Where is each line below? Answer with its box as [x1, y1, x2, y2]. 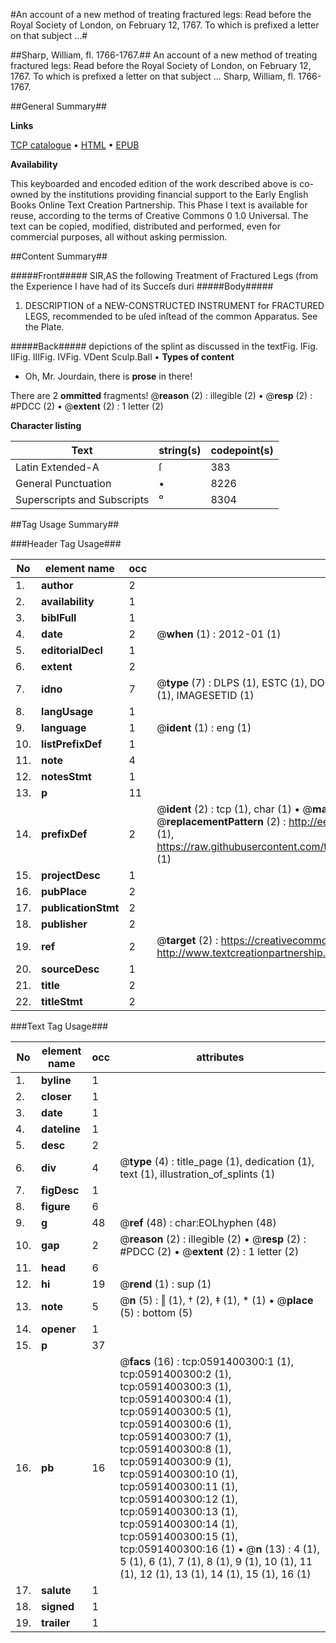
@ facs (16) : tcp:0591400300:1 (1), [119, 1355, 294, 1368]
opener [41, 1322, 77, 1336]
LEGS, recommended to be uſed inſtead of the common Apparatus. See [24, 310, 318, 322]
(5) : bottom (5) [119, 1306, 193, 1319]
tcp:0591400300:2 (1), [119, 1367, 232, 1381]
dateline [41, 1122, 81, 1136]
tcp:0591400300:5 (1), [119, 1405, 232, 1418]
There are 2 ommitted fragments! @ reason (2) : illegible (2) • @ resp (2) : [10, 390, 313, 401]
